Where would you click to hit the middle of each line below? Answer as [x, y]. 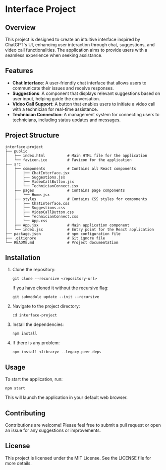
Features [19, 71]
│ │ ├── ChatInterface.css [37, 203]
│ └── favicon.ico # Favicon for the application [69, 160]
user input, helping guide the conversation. [56, 98]
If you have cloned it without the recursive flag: [60, 288]
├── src [13, 164]
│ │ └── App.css [27, 221]
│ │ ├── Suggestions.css [35, 208]
